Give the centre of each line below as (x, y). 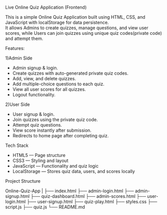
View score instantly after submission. (52, 130)
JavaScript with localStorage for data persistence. (57, 22)
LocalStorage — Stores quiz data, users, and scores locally (74, 171)
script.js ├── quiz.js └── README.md (45, 207)
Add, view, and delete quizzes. (44, 78)
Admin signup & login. (35, 68)
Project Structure (23, 181)
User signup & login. (33, 114)
